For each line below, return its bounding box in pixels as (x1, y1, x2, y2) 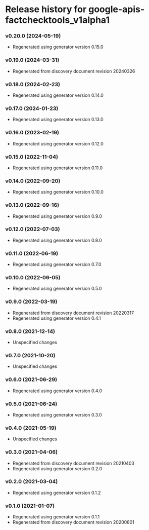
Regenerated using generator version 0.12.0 (12, 140, 104, 146)
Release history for (5, 4, 87, 15)
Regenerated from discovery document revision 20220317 (12, 310, 134, 316)
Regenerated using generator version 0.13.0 (12, 117, 104, 123)
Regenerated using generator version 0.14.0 (12, 92, 104, 98)
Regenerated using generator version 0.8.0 (12, 237, 102, 243)
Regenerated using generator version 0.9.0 (12, 213, 103, 219)
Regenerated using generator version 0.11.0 (12, 165, 103, 171)
